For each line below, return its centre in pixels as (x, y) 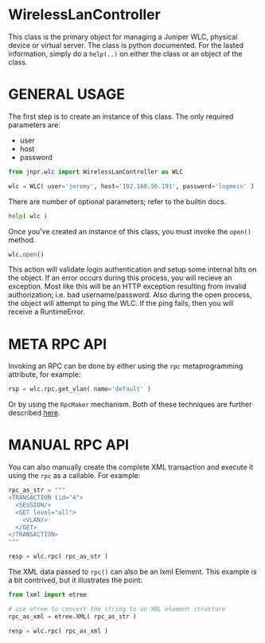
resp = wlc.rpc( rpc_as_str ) (58, 557)
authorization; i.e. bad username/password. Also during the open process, (130, 295)
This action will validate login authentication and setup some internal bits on (132, 269)
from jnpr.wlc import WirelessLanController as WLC (95, 172)
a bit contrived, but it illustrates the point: (76, 580)
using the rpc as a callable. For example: (74, 476)
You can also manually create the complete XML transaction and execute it (131, 467)
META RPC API (58, 344)
